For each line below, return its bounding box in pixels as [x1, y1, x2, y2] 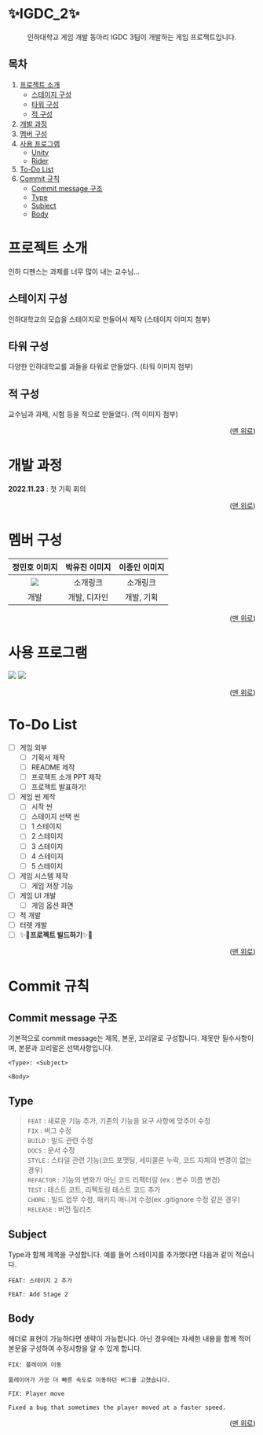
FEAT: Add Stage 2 [8, 1290, 68, 1298]
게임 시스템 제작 [19, 871, 68, 880]
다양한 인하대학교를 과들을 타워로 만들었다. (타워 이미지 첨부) [8, 362, 194, 371]
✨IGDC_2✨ [8, 5, 80, 23]
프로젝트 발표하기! [31, 782, 86, 791]
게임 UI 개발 [19, 891, 57, 900]
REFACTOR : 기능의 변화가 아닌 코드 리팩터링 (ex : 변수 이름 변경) [27, 1175, 221, 1184]
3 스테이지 [31, 841, 64, 850]
